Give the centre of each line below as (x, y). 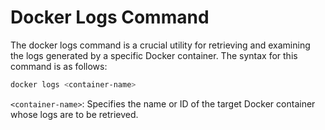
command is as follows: (59, 66)
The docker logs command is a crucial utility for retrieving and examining (160, 45)
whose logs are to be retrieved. (74, 114)
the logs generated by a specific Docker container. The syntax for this (154, 55)
